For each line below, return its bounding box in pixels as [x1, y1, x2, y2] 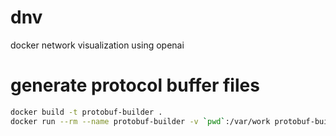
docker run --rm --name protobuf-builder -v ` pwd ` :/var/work [10, 116, 271, 126]
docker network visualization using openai [10, 39, 185, 51]
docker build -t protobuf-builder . [10, 107, 163, 117]
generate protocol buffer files [10, 74, 260, 97]
